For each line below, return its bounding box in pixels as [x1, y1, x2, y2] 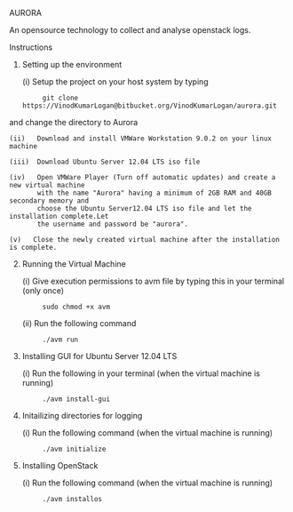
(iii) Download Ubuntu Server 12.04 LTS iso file [9, 157, 201, 166]
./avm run [42, 335, 79, 344]
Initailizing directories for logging [21, 411, 143, 420]
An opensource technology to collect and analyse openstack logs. [9, 25, 251, 35]
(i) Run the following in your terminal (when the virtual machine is [21, 368, 260, 379]
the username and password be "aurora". [36, 220, 189, 228]
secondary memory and [9, 196, 90, 205]
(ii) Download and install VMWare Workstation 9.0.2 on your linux [9, 134, 273, 143]
